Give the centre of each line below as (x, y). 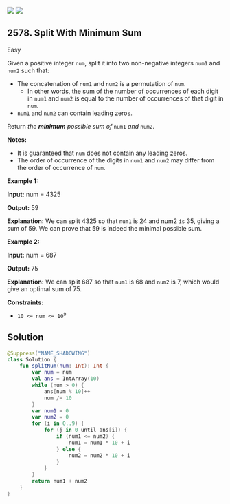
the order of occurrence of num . (61, 167)
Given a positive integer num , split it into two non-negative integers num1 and (114, 63)
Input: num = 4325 (34, 194)
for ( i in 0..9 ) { (58, 423)
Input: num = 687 (32, 255)
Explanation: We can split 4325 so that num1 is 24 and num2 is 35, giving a (113, 221)
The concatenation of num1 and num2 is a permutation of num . (101, 83)
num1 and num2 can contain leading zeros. (74, 113)
